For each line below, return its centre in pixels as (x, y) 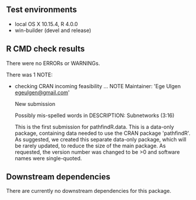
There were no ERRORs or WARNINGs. (53, 63)
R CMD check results (46, 49)
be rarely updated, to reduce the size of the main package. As (90, 146)
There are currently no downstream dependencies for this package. (89, 191)
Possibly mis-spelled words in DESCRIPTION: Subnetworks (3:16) (94, 115)
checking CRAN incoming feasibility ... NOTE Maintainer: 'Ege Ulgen (98, 86)
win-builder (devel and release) (53, 30)
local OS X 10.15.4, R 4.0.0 (46, 24)
